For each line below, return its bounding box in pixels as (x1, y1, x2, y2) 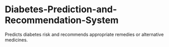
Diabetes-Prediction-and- (5, 4, 117, 15)
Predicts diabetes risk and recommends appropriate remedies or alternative (5, 31, 164, 37)
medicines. (5, 37, 28, 43)
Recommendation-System (5, 14, 119, 26)
